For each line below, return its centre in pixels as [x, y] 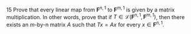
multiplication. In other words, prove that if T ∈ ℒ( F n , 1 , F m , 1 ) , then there [95, 16]
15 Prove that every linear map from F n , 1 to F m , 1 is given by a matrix [90, 9]
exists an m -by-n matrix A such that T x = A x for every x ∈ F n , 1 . [85, 24]
